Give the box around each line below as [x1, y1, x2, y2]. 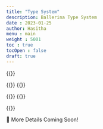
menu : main [6, 31, 36, 37]
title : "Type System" [6, 8, 60, 15]
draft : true [6, 53, 36, 59]
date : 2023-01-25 [6, 20, 52, 26]
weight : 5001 [6, 36, 42, 42]
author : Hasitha [6, 25, 46, 32]
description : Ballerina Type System [6, 14, 97, 20]
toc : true [6, 42, 33, 48]
